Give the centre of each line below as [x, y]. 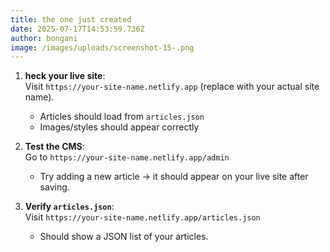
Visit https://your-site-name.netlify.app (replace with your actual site [172, 87]
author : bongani [44, 38]
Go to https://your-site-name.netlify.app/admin [127, 157]
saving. [54, 187]
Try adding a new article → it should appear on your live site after [174, 177]
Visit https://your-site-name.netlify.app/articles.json [142, 217]
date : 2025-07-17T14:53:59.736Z [77, 29]
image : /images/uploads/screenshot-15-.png [102, 47]
